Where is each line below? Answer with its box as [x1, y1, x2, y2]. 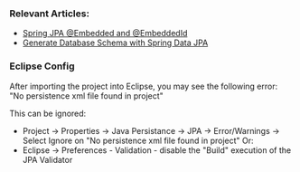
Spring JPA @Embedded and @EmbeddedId [22, 28, 188, 39]
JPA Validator [22, 154, 73, 165]
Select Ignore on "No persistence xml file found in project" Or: [22, 135, 255, 146]
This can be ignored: [9, 108, 87, 119]
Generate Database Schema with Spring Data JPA [22, 37, 209, 48]
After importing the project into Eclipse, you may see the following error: [9, 81, 278, 91]
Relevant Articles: [9, 7, 90, 20]
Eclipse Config [9, 60, 75, 72]
